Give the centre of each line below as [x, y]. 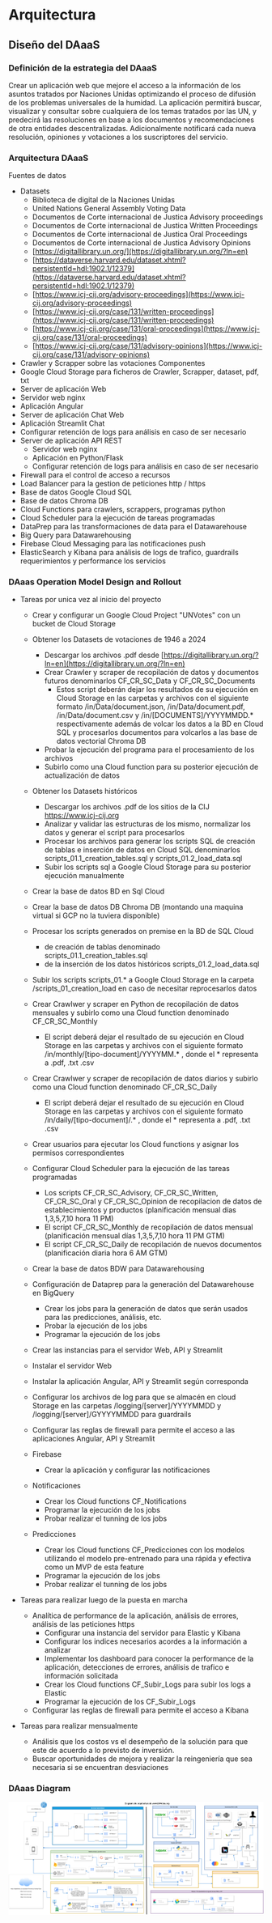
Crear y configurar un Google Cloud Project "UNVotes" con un [136, 615]
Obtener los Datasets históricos [85, 792]
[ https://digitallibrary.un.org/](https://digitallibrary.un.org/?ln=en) [140, 252]
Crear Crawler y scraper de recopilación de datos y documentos [151, 673]
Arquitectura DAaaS [49, 158]
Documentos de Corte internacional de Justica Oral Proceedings [140, 234]
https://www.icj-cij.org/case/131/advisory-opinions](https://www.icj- [149, 346]
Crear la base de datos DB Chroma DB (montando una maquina [138, 907]
